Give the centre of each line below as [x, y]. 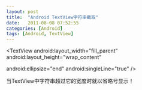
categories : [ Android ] [34, 28]
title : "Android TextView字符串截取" [52, 17]
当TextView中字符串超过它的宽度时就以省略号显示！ [70, 81]
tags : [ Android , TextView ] [40, 34]
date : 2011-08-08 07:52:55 [43, 23]
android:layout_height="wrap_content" [54, 57]
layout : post [22, 12]
